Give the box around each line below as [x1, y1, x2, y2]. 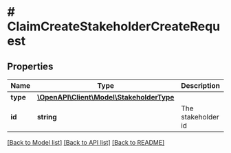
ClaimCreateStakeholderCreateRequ [7, 19, 221, 34]
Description [181, 81, 220, 90]
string [36, 113, 57, 121]
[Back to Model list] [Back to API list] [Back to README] [7, 139, 165, 146]
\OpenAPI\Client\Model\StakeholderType [36, 93, 175, 102]
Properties [7, 60, 54, 72]
